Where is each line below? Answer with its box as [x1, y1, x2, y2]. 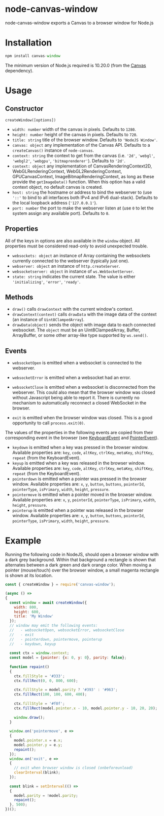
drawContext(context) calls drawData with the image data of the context [12, 311, 157, 317]
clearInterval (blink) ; [14, 770, 61, 775]
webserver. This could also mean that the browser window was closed [12, 389, 156, 396]
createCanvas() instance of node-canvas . [12, 147, 95, 153]
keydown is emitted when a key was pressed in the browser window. [12, 445, 149, 450]
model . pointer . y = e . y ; [14, 742, 63, 747]
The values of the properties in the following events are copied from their [5, 430, 154, 436]
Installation [5, 37, 52, 48]
